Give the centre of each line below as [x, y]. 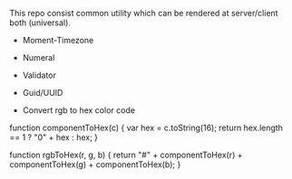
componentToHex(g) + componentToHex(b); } [95, 165]
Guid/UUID [43, 93]
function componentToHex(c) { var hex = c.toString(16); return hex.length [146, 127]
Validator [39, 75]
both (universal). [40, 23]
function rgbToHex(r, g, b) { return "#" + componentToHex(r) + [126, 155]
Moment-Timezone [58, 40]
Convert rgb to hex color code [79, 110]
